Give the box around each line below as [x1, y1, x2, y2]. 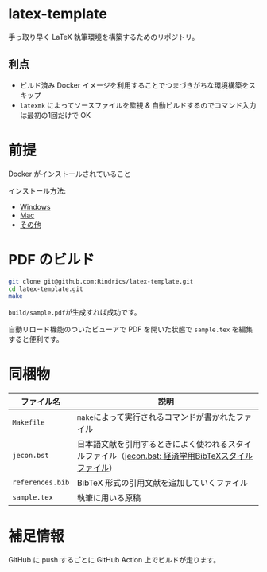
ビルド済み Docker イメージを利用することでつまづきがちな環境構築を [19, 80, 250, 90]
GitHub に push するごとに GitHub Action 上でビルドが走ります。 [8, 555, 221, 565]
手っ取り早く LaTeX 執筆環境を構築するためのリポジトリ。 [8, 32, 199, 41]
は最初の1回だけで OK [19, 110, 91, 119]
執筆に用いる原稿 [76, 492, 141, 503]
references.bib [12, 478, 70, 487]
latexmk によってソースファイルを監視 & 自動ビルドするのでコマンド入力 [19, 100, 257, 110]
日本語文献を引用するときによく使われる [76, 439, 228, 450]
